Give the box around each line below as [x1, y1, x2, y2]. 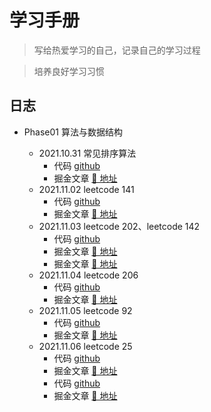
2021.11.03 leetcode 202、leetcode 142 [38, 220, 201, 232]
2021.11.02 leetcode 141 [38, 183, 135, 195]
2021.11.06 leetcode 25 [38, 340, 133, 352]
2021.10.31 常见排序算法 [38, 147, 137, 159]
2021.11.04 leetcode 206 [38, 269, 139, 281]
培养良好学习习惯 [33, 65, 105, 77]
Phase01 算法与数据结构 [23, 126, 123, 138]
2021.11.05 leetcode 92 [38, 304, 133, 316]
